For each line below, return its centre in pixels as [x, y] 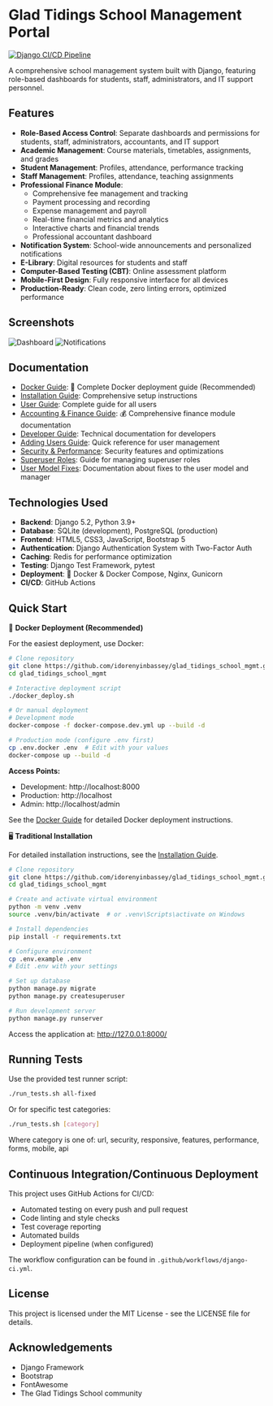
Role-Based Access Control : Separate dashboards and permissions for [140, 132]
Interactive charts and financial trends [96, 228]
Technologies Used [58, 503]
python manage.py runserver [56, 1018]
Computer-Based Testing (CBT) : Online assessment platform [123, 271]
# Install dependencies [49, 929]
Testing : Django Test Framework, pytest [88, 566]
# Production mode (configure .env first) [81, 740]
